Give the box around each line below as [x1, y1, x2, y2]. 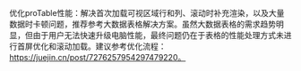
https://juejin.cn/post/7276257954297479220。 [9, 52, 186, 62]
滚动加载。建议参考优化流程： [56, 41, 167, 51]
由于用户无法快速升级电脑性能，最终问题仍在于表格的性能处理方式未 [32, 30, 284, 40]
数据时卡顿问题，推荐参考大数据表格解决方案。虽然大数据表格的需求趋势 [9, 19, 276, 29]
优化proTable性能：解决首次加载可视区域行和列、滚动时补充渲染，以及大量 [9, 8, 285, 18]
